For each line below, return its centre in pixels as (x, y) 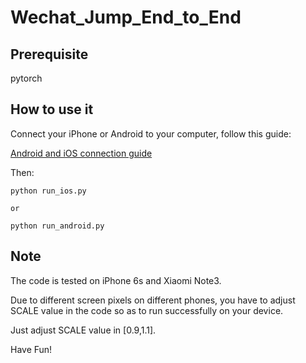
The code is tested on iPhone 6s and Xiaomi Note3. (116, 280)
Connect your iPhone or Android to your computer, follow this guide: (151, 133)
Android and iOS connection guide (81, 153)
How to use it (52, 109)
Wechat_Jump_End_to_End (126, 17)
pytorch (26, 78)
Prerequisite (49, 54)
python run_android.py (57, 226)
